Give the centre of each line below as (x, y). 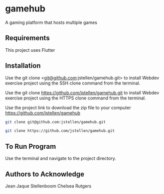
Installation (23, 66)
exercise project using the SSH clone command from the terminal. (73, 83)
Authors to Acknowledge (45, 174)
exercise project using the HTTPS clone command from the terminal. (76, 98)
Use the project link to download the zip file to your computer (68, 107)
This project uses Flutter (30, 50)
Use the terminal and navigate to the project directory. (61, 158)
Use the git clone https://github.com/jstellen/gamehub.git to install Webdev (82, 93)
